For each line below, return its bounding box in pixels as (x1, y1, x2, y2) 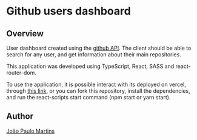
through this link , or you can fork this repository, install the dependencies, (6, 87, 190, 95)
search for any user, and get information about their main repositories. (6, 51, 182, 58)
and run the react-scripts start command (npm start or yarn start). (6, 94, 171, 101)
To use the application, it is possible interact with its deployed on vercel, (6, 81, 187, 88)
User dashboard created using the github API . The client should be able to (6, 44, 192, 52)
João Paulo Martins (6, 127, 55, 135)
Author (6, 111, 33, 122)
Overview (6, 28, 44, 39)
